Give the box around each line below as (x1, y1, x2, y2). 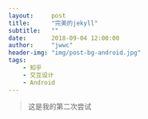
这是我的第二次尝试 (27, 101, 92, 111)
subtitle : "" (8, 26, 59, 34)
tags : (8, 57, 26, 65)
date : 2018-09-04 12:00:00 (8, 34, 120, 42)
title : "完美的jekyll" (8, 19, 98, 27)
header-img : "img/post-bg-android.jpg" (8, 49, 142, 57)
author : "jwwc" (8, 42, 74, 50)
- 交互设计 (22, 71, 54, 79)
